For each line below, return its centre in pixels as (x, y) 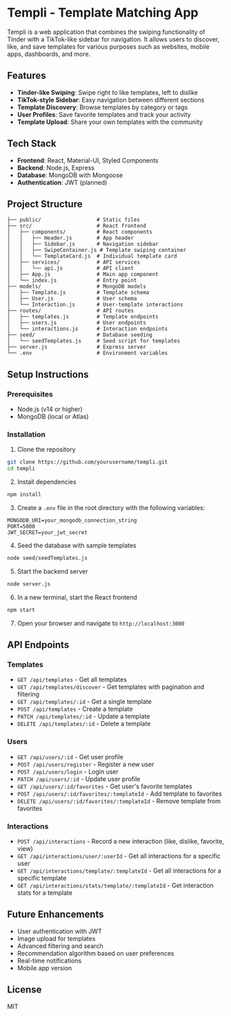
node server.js (29, 584)
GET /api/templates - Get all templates (72, 680)
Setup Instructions (48, 374)
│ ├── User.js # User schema (72, 299)
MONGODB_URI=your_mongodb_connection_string (72, 520)
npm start (21, 610)
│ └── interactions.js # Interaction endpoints (88, 329)
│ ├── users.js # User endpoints (77, 323)
